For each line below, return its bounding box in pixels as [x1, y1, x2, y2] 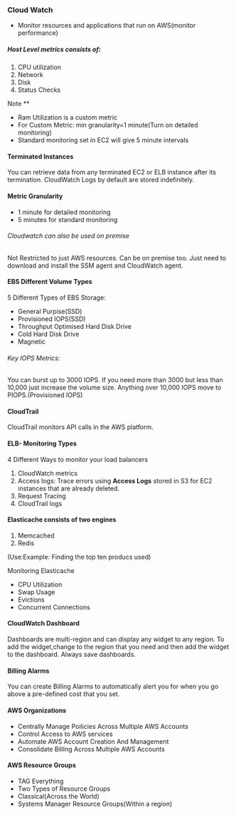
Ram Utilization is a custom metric [17, 113, 118, 122]
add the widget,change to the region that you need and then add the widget [7, 643, 230, 651]
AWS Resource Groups [7, 761, 76, 769]
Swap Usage [17, 587, 55, 596]
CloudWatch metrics [17, 468, 78, 478]
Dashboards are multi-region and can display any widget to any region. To [7, 635, 225, 643]
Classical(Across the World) [17, 792, 100, 800]
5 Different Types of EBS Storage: [7, 293, 107, 302]
